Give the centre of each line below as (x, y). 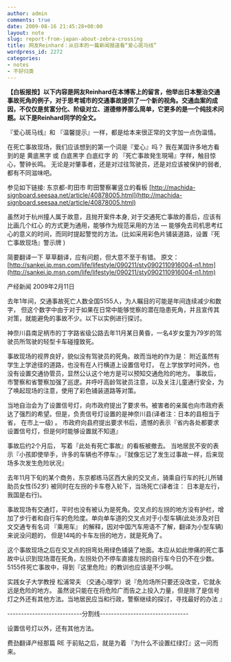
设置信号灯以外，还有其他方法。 (52, 628)
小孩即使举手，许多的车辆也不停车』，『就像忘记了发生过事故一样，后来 (118, 454)
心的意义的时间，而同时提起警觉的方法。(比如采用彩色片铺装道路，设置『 (111, 234)
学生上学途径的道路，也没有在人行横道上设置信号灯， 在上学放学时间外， (110, 364)
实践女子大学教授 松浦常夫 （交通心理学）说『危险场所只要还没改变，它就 (111, 581)
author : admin (27, 13)
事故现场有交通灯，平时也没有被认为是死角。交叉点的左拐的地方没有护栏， (112, 509)
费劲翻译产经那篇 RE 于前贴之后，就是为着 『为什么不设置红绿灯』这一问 (110, 643)
